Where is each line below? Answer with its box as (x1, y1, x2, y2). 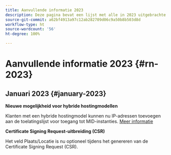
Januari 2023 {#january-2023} (5, 89, 106, 98)
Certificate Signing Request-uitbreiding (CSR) (5, 128, 105, 134)
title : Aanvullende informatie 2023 (5, 7, 83, 13)
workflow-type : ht (5, 22, 45, 27)
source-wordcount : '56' (5, 27, 56, 32)
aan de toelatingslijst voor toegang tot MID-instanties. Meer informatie (5, 119, 154, 124)
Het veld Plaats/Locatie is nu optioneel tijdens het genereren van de (5, 138, 148, 144)
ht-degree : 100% (5, 31, 40, 36)
